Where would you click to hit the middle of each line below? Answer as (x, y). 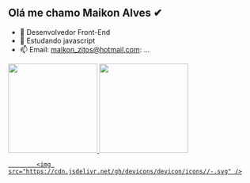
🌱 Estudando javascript (57, 40)
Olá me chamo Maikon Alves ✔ (85, 13)
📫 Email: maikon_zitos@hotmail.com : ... (85, 49)
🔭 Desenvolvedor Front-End (65, 32)
